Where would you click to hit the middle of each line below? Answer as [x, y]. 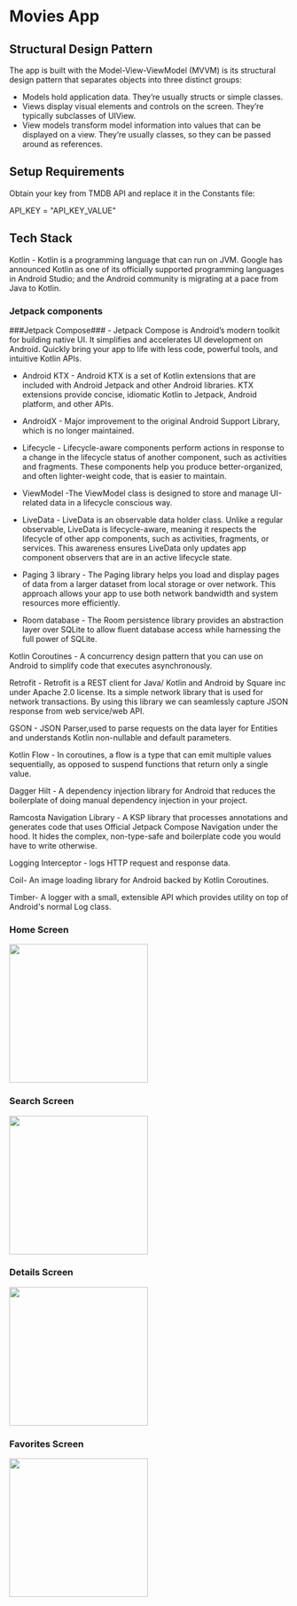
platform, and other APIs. [67, 403]
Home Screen [39, 929]
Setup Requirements [67, 172]
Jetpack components [56, 310]
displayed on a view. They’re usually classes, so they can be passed [146, 134]
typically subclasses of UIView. [78, 116]
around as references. [63, 144]
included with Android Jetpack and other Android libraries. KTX [138, 385]
